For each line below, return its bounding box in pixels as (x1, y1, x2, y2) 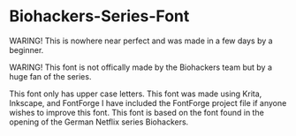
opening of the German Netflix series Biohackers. (9, 117, 189, 127)
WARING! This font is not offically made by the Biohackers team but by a (9, 62, 272, 72)
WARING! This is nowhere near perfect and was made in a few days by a (9, 35, 273, 46)
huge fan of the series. (9, 71, 92, 81)
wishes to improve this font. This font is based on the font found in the (9, 107, 265, 117)
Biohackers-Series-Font (9, 6, 190, 26)
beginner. (9, 44, 44, 55)
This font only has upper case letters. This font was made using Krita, (9, 88, 262, 99)
